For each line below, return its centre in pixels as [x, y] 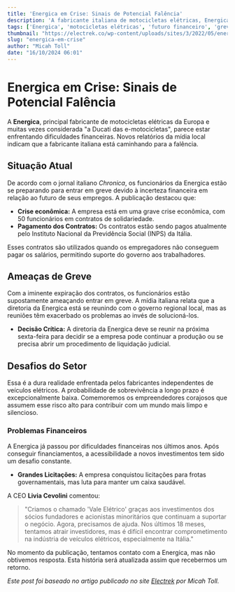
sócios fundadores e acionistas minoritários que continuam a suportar [126, 516]
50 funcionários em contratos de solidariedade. [86, 218]
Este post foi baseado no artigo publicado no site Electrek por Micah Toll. [113, 581]
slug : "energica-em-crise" [47, 40]
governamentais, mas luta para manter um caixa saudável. [101, 482]
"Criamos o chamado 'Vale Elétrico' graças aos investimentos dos [119, 509]
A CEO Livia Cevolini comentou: [54, 495]
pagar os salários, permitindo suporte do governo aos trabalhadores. [107, 254]
